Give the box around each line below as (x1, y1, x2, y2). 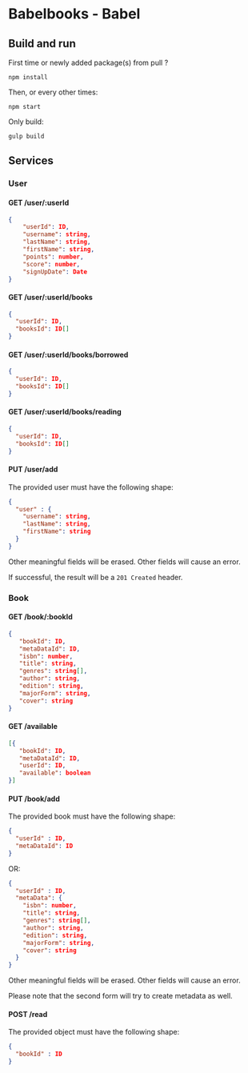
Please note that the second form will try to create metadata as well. (8, 991, 234, 1001)
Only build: (8, 117, 44, 126)
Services (8, 154, 54, 168)
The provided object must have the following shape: (8, 1027, 180, 1037)
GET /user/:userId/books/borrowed (8, 350, 129, 359)
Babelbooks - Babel (8, 5, 141, 23)
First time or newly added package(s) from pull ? (8, 58, 169, 67)
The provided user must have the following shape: (8, 482, 174, 492)
